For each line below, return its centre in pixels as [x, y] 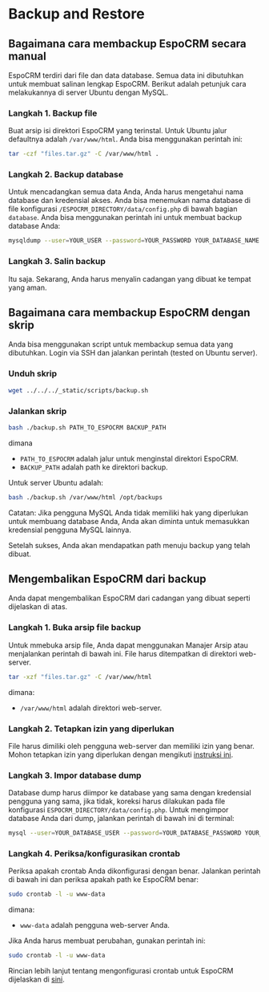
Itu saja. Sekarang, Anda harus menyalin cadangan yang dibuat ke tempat [130, 278]
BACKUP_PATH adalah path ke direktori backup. [94, 467]
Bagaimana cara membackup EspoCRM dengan [129, 313]
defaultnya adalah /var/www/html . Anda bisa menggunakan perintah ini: [125, 139]
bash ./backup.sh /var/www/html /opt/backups [85, 497]
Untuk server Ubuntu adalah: [56, 482]
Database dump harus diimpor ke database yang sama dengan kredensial [130, 793]
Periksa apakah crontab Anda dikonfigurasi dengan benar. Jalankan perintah [134, 871]
